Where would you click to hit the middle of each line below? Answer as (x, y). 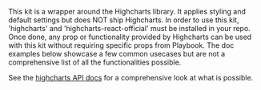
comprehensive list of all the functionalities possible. (95, 62)
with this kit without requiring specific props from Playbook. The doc (121, 45)
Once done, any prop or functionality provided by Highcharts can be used (130, 37)
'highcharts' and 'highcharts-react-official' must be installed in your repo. (129, 28)
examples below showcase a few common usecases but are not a (117, 54)
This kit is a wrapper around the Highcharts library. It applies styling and (127, 12)
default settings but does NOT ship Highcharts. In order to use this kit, (124, 20)
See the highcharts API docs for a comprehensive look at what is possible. (131, 78)
